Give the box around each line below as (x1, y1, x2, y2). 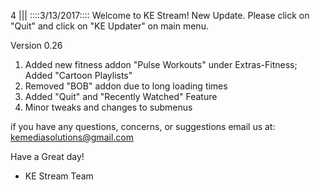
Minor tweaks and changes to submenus (24, 101, 193, 113)
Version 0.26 (10, 40, 63, 51)
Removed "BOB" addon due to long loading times (24, 80, 228, 92)
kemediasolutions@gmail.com (10, 131, 134, 143)
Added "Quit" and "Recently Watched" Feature (24, 91, 218, 102)
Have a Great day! (10, 151, 85, 162)
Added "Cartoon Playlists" (24, 70, 133, 81)
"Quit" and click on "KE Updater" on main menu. (10, 20, 209, 32)
